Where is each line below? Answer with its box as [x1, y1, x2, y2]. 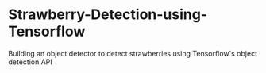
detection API [8, 57, 53, 67]
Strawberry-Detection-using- [8, 6, 208, 24]
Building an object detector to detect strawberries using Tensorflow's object [8, 48, 258, 58]
